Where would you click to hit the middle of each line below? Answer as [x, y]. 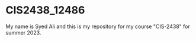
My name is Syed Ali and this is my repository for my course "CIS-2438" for [98, 26]
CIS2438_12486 [45, 10]
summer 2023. [23, 32]
